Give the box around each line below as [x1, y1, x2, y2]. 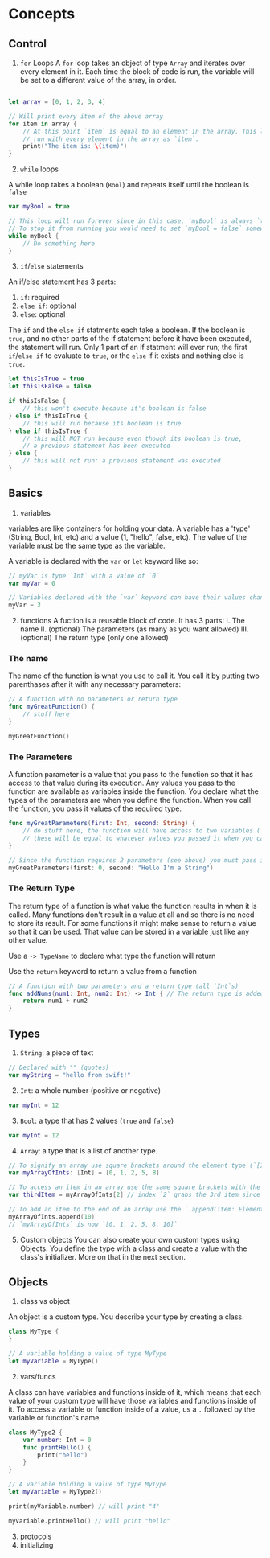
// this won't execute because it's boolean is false [22, 405, 207, 413]
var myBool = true [8, 203, 70, 211]
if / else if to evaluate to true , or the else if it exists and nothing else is [8, 351, 245, 360]
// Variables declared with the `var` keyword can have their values [8, 594, 247, 602]
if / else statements [19, 261, 84, 271]
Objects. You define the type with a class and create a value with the [19, 1244, 247, 1253]
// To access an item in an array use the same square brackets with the [8, 1183, 261, 1191]
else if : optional [19, 301, 76, 310]
